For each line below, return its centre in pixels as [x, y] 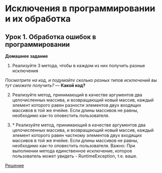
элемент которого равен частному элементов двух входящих [77, 135]
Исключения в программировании [80, 9]
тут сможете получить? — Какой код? [45, 85]
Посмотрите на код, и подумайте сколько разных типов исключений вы [81, 80]
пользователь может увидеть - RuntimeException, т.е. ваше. [75, 156]
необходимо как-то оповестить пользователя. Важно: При [74, 146]
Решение [15, 165]
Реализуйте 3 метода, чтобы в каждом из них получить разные [79, 66]
